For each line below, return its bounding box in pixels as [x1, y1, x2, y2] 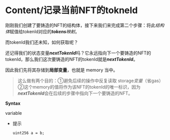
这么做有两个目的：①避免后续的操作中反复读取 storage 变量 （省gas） [17, 78, 164, 84]
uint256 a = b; [12, 130, 45, 135]
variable [5, 110, 22, 116]
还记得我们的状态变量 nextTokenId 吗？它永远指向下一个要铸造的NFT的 [5, 50, 151, 56]
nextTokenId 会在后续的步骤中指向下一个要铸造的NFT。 [17, 90, 133, 96]
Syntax [5, 100, 21, 106]
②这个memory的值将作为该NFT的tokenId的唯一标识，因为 [17, 84, 141, 90]
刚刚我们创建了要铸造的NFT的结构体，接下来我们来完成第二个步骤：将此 [5, 22, 155, 28]
